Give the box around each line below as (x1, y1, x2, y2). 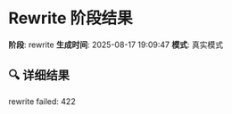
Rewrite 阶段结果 (8, 8, 133, 28)
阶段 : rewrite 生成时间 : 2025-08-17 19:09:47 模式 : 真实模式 (8, 39, 224, 50)
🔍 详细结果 (8, 68, 70, 83)
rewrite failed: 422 (8, 95, 77, 107)
